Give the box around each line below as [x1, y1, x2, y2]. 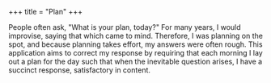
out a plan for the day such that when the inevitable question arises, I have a [8, 56, 263, 66]
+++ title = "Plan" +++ [8, 7, 83, 16]
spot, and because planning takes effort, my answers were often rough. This [8, 39, 263, 49]
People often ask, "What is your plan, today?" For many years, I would [8, 23, 241, 31]
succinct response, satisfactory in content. [8, 65, 151, 75]
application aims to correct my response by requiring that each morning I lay [8, 48, 263, 57]
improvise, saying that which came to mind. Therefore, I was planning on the [8, 31, 263, 40]
